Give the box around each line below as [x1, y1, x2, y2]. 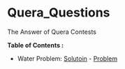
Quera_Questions [7, 5, 110, 21]
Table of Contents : [7, 41, 64, 49]
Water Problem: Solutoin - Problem [17, 54, 117, 63]
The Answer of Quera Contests [7, 28, 96, 36]
